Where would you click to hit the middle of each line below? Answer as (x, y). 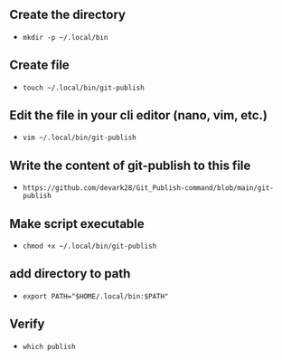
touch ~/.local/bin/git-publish (83, 88)
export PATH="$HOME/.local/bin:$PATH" (95, 296)
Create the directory (68, 15)
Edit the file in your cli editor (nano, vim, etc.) (139, 115)
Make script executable (77, 224)
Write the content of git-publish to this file (130, 165)
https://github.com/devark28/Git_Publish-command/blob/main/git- (148, 188)
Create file (39, 66)
